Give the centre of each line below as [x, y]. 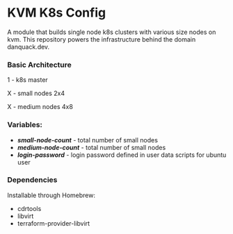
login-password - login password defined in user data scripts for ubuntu [122, 155]
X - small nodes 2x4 [36, 93]
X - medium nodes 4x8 [40, 107]
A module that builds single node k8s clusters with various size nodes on [112, 32]
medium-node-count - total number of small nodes [91, 147]
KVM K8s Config [57, 13]
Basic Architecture [39, 65]
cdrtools [29, 208]
